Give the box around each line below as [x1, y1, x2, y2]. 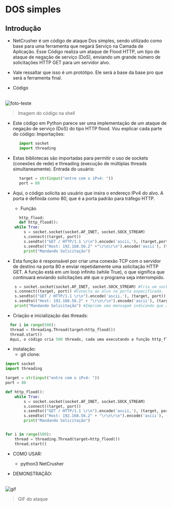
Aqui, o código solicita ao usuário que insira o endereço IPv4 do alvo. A [12, 190, 164, 196]
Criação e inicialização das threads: [12, 312, 88, 319]
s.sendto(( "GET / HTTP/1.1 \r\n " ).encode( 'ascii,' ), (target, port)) [14, 294, 166, 299]
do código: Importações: [12, 131, 65, 137]
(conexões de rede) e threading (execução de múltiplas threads [12, 160, 147, 166]
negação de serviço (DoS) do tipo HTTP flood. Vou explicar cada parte [12, 126, 162, 131]
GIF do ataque [17, 496, 48, 502]
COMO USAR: [12, 451, 42, 457]
